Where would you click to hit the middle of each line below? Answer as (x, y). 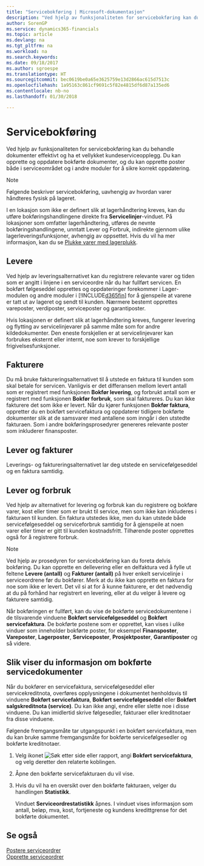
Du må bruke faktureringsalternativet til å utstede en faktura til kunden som (100, 380)
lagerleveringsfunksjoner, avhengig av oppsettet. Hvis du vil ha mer (91, 236)
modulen (17, 295)
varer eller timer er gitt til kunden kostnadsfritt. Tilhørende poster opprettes (100, 530)
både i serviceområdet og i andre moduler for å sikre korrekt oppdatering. (99, 168)
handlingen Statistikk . (43, 792)
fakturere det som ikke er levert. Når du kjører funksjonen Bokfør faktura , (98, 405)
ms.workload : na (27, 52)
